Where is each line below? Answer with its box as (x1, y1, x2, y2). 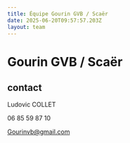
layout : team (7, 23, 46, 30)
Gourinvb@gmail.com (7, 128, 70, 136)
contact (7, 82, 42, 94)
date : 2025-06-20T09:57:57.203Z (7, 17, 102, 24)
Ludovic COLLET (7, 100, 56, 109)
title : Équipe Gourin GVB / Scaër (7, 10, 109, 18)
